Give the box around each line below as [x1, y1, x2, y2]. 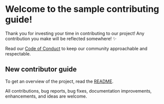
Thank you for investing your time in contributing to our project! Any [5, 30, 145, 36]
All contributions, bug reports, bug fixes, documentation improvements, [5, 88, 152, 94]
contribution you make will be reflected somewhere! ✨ [5, 36, 117, 42]
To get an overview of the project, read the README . [5, 78, 114, 84]
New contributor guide [5, 65, 77, 74]
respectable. [5, 51, 31, 56]
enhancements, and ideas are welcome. [5, 93, 87, 99]
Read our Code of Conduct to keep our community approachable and [5, 46, 148, 52]
